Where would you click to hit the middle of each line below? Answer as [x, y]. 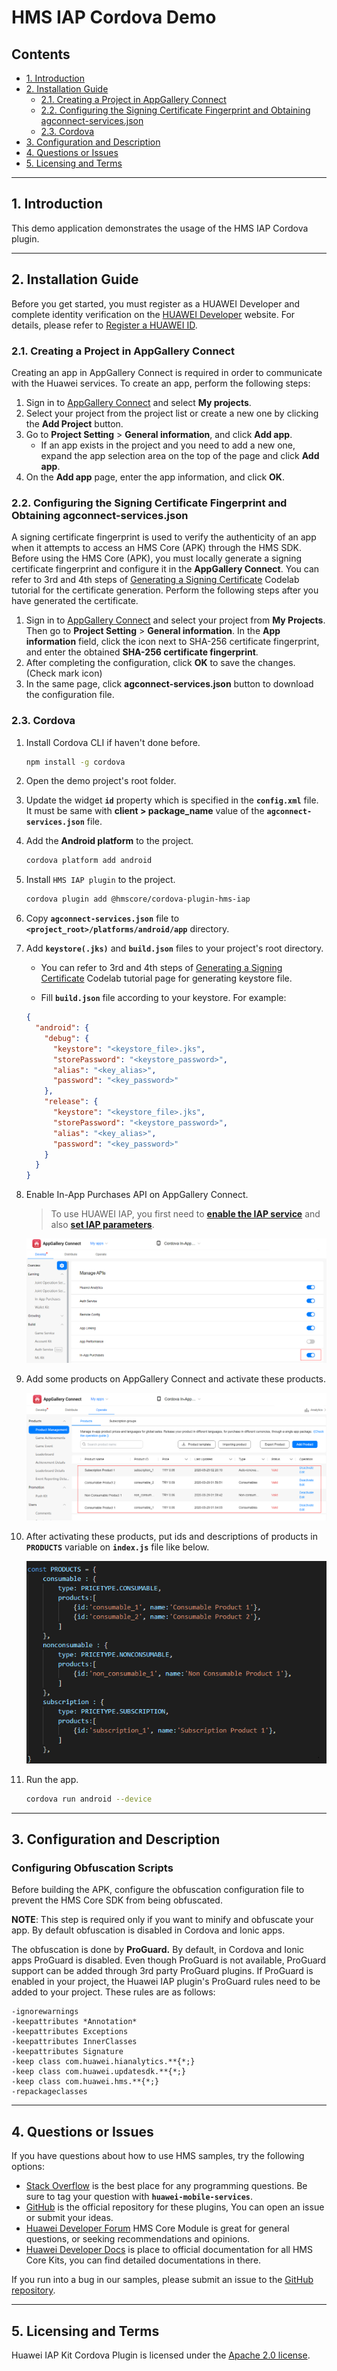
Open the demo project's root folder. [101, 781]
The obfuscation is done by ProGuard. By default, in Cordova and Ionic [158, 1950]
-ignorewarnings [45, 2012]
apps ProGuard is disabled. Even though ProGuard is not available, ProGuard [169, 1960]
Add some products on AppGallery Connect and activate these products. [176, 1379]
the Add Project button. [74, 423]
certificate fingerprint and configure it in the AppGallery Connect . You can [165, 569]
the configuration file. [70, 695]
